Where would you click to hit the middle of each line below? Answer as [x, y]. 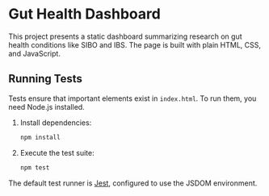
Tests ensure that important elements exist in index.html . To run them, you [132, 98]
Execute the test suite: [57, 152]
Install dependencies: [56, 123]
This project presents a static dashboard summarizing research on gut [125, 36]
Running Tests [45, 79]
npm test [35, 167]
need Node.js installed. [46, 106]
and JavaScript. [34, 53]
